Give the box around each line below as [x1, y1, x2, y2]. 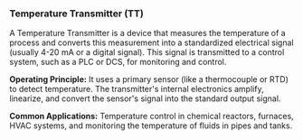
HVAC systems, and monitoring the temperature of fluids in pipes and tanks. [9, 120, 293, 131]
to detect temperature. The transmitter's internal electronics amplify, [9, 84, 264, 95]
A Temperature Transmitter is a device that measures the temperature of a [9, 28, 287, 39]
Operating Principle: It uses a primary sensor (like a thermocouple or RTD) [9, 74, 289, 85]
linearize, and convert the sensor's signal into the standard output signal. [9, 93, 281, 104]
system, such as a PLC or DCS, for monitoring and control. [9, 57, 227, 68]
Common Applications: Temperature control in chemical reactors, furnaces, [9, 111, 294, 122]
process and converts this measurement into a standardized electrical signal [9, 37, 294, 48]
